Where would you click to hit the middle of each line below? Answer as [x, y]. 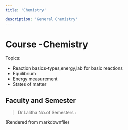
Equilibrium [24, 74]
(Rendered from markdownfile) [37, 122]
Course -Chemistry [47, 44]
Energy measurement [35, 79]
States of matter [29, 84]
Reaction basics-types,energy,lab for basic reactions [68, 68]
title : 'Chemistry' [26, 10]
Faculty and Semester [41, 100]
